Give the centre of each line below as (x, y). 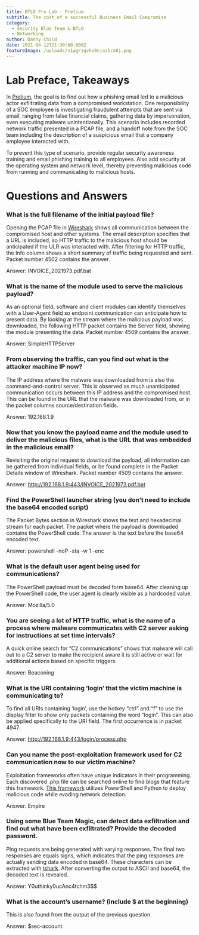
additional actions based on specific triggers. (62, 661)
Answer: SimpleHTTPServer (41, 344)
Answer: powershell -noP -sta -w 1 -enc (55, 551)
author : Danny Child (32, 39)
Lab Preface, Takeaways (68, 80)
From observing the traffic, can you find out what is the (87, 359)
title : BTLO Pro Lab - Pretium (45, 12)
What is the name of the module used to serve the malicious (95, 286)
